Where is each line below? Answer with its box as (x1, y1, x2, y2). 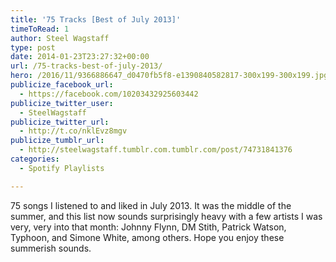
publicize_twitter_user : (10, 98, 114, 108)
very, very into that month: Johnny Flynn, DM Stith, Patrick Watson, (10, 221, 287, 233)
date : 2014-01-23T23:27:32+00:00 (10, 52, 150, 62)
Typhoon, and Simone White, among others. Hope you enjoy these (10, 231, 285, 243)
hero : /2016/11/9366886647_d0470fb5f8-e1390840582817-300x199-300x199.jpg (10, 71, 329, 81)
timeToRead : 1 (10, 24, 70, 34)
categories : (10, 154, 60, 164)
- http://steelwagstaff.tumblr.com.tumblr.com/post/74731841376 (19, 145, 293, 155)
